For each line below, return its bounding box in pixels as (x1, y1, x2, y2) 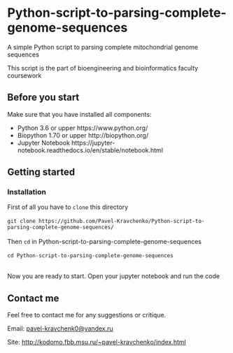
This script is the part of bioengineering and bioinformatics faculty (7, 64, 199, 72)
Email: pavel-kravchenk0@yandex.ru (7, 324, 113, 333)
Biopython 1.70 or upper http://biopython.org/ (17, 131, 149, 139)
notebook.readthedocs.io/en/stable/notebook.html (17, 145, 163, 154)
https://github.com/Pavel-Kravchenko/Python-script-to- (38, 218, 205, 225)
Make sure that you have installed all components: (7, 110, 152, 118)
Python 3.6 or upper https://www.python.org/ (17, 124, 148, 132)
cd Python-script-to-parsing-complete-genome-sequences (7, 252, 174, 259)
